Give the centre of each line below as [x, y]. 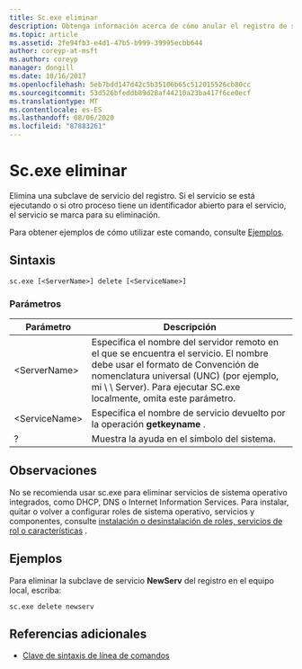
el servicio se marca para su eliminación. [85, 214]
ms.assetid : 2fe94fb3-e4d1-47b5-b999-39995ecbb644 [106, 43]
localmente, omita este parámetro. [164, 398]
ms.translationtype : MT [54, 101]
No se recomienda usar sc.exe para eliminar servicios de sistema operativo [148, 492]
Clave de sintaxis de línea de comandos [96, 656]
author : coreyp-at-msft [54, 51]
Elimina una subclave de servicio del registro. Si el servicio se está [132, 195]
